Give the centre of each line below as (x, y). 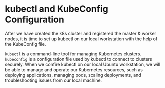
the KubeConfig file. (26, 44)
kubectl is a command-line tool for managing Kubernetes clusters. (73, 54)
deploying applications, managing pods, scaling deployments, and (73, 75)
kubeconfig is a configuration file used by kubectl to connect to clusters (79, 59)
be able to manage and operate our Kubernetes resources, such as (74, 69)
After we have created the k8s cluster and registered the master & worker (81, 33)
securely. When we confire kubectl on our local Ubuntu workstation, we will (83, 64)
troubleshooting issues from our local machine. (54, 80)
